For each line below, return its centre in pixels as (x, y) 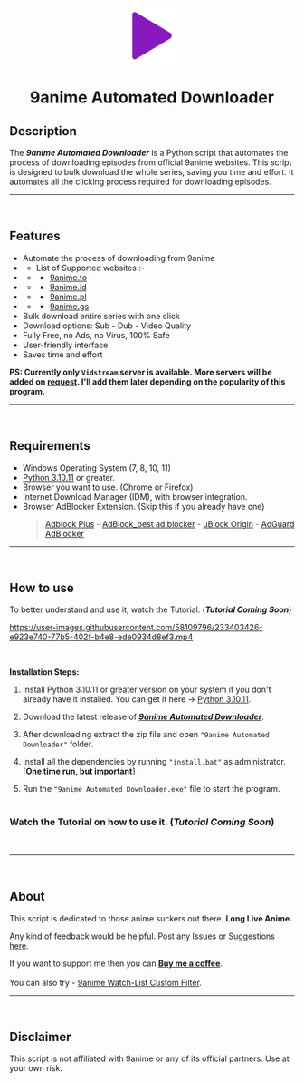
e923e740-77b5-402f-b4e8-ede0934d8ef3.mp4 (101, 637)
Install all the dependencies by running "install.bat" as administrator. (154, 762)
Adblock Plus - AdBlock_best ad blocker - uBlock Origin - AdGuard (170, 523)
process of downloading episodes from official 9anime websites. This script (151, 162)
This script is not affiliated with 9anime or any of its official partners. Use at (149, 1058)
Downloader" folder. (58, 744)
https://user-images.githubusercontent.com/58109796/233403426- (136, 628)
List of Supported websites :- (90, 268)
